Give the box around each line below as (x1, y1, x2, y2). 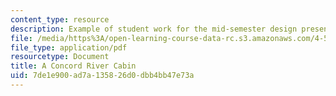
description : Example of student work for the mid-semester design (10, 24, 298, 34)
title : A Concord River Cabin (10, 61, 137, 71)
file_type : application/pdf (10, 42, 128, 53)
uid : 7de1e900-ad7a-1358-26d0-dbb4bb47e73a (10, 71, 195, 81)
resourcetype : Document (10, 52, 110, 62)
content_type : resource (10, 14, 110, 25)
